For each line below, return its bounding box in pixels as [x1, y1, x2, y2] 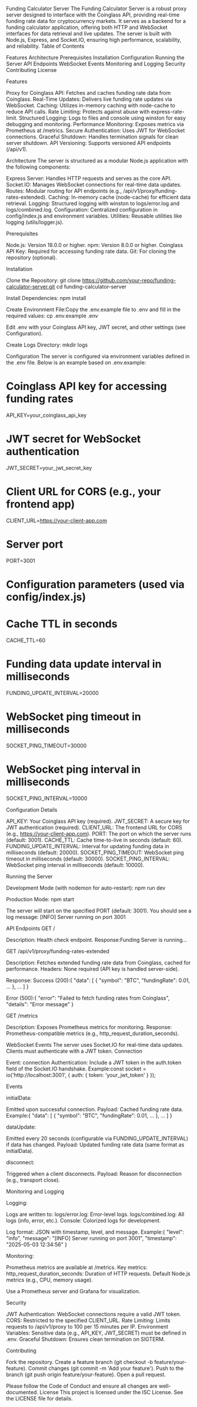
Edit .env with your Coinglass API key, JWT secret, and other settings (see [6, 324, 186, 331]
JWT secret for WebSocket [6, 433, 141, 446]
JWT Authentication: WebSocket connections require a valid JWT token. [6, 1310, 181, 1317]
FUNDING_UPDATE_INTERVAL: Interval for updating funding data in [6, 842, 169, 849]
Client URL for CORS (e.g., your [6, 485, 161, 499]
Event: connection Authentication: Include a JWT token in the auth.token [6, 1059, 182, 1066]
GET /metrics [6, 1012, 38, 1019]
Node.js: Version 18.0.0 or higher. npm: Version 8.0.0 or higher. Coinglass [6, 242, 183, 248]
